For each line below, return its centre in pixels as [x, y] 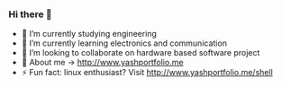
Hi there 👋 [31, 14]
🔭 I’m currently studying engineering [89, 34]
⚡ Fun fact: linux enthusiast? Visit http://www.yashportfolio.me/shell [147, 73]
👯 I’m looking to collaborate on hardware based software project [141, 53]
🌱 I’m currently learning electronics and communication [124, 43]
